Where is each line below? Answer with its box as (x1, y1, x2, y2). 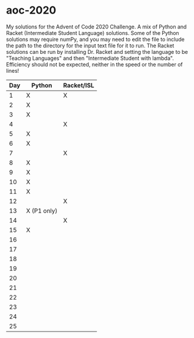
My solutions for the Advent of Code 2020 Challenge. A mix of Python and (6, 23, 187, 30)
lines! (6, 67, 19, 74)
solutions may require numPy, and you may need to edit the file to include (6, 36, 185, 43)
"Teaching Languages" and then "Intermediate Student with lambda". (6, 54, 174, 62)
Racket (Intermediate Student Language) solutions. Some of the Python (6, 29, 179, 36)
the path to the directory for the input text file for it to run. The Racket (6, 42, 175, 49)
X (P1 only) (26, 207, 58, 215)
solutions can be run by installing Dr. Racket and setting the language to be (6, 48, 188, 55)
